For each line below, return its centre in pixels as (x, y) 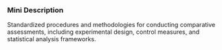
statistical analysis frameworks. (52, 39)
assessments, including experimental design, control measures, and (103, 32)
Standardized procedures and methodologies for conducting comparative (111, 25)
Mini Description (35, 10)
